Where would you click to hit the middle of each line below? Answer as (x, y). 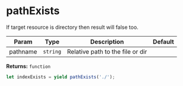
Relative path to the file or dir (107, 51)
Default (164, 41)
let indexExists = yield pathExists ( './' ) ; (61, 77)
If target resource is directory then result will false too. (72, 27)
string (52, 52)
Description (107, 41)
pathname (23, 51)
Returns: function (28, 66)
